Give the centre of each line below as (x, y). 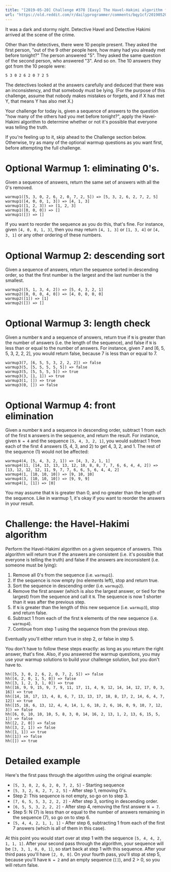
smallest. (15, 281)
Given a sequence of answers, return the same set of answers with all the (82, 182)
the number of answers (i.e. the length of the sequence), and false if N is (81, 343)
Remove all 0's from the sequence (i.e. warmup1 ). (63, 575)
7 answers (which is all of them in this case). (59, 828)
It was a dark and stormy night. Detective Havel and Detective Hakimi (78, 29)
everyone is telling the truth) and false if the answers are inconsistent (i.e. (82, 560)
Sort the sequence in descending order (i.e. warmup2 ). (68, 586)
